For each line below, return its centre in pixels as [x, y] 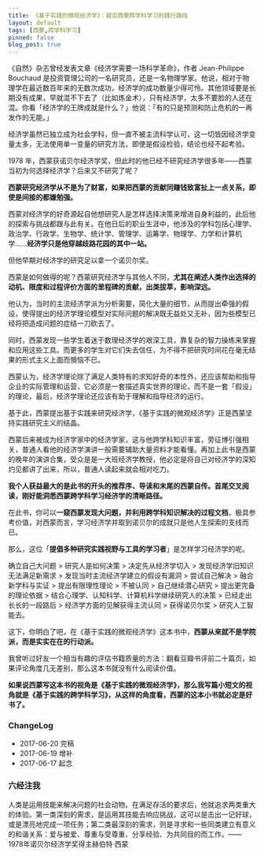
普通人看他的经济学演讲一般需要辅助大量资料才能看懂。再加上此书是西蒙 [139, 449]
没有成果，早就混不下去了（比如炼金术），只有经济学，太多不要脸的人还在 [134, 98]
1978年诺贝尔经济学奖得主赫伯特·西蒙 [68, 843]
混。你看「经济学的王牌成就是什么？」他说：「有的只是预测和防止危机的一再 [130, 108]
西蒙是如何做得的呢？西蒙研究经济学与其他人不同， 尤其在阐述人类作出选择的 [132, 277]
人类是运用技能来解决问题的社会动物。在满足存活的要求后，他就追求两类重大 [132, 804]
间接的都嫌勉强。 [49, 197]
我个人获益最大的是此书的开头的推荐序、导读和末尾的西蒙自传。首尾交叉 [125, 486]
